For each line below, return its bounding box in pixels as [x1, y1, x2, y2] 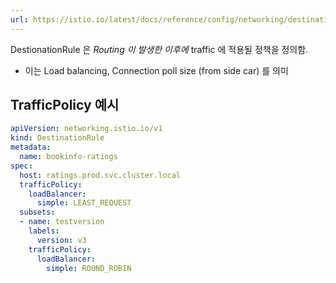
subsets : [19, 207, 56, 218]
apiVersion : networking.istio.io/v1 [10, 124, 163, 134]
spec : [10, 161, 33, 171]
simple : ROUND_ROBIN [46, 263, 132, 273]
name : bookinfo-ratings [19, 152, 118, 162]
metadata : [10, 142, 52, 153]
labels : [28, 226, 60, 236]
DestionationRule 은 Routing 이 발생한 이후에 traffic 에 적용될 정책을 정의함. [10, 43, 309, 55]
